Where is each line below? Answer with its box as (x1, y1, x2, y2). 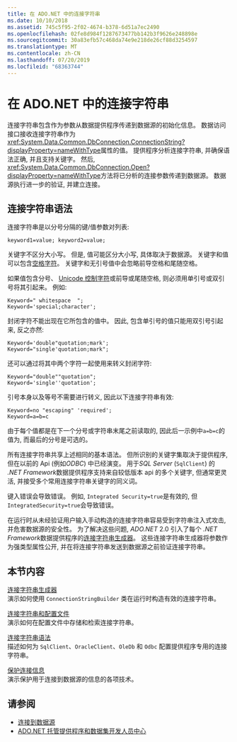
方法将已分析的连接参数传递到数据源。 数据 (100, 171, 226, 179)
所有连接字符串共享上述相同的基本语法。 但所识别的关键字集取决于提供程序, (7, 451, 228, 459)
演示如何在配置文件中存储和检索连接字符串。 (7, 618, 138, 627)
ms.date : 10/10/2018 (7, 17, 69, 24)
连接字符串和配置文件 (7, 609, 69, 618)
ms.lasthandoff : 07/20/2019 (7, 57, 91, 64)
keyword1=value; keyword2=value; (7, 237, 106, 244)
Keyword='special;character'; (7, 303, 97, 310)
